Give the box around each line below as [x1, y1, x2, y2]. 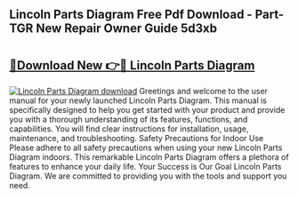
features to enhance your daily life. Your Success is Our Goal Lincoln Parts [9, 162, 282, 171]
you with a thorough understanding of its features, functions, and [9, 115, 248, 124]
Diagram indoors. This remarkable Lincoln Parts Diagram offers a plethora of [9, 152, 289, 162]
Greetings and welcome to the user [139, 86, 269, 96]
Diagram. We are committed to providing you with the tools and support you [9, 170, 287, 181]
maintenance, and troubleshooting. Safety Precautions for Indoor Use [9, 133, 264, 143]
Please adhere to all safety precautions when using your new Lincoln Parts [9, 142, 283, 153]
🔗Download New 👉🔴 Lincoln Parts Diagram [9, 58, 255, 73]
